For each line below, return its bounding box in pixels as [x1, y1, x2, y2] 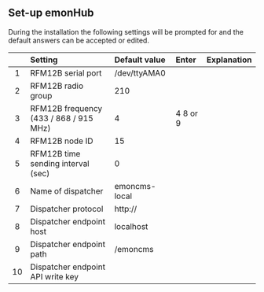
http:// [114, 203, 137, 214]
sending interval [30, 157, 90, 168]
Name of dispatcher [30, 185, 104, 196]
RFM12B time [30, 148, 81, 159]
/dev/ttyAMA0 [114, 67, 167, 78]
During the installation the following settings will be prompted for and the [8, 27, 244, 36]
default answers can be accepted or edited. [8, 35, 149, 45]
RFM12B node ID [30, 135, 93, 146]
